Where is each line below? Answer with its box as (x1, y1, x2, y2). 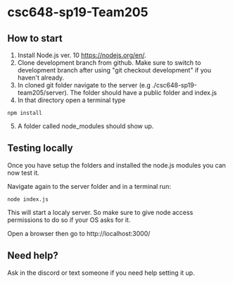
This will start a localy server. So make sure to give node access (7, 208, 194, 216)
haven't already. (17, 73, 65, 82)
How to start (7, 32, 63, 44)
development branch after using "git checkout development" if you (17, 66, 211, 74)
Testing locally (7, 142, 73, 154)
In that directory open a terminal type (17, 96, 126, 104)
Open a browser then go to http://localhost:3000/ (7, 229, 151, 237)
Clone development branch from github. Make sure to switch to (17, 58, 201, 67)
